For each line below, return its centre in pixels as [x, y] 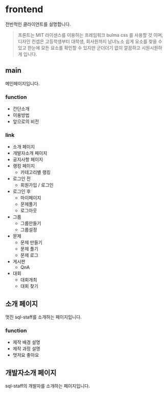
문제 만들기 [31, 242]
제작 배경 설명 [26, 342]
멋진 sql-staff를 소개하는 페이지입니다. [43, 317]
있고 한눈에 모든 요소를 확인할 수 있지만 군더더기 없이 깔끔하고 [79, 47]
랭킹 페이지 [24, 166]
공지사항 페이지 [28, 160]
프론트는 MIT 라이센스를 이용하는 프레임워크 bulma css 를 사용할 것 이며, [90, 35]
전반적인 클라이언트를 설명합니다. [38, 24]
